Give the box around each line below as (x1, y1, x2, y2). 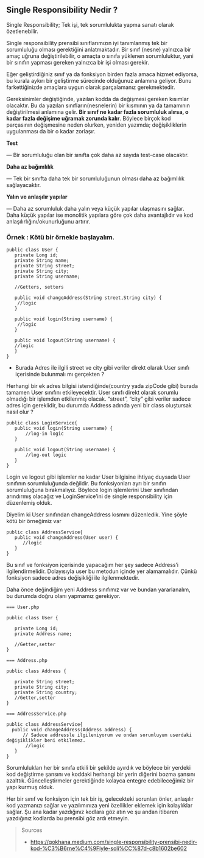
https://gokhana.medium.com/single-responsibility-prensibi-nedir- (30, 839, 198, 846)
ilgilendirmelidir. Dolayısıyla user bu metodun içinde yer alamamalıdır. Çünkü (6, 568, 197, 575)
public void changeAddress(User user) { (14, 535, 119, 541)
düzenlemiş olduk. (6, 499, 52, 507)
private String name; (14, 258, 69, 264)
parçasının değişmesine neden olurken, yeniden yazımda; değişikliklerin (6, 121, 187, 128)
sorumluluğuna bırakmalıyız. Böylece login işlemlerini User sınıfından (6, 487, 178, 494)
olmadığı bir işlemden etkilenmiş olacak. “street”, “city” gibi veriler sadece (6, 395, 191, 403)
